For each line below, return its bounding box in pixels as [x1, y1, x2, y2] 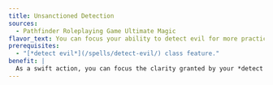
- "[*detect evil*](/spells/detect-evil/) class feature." [15, 49, 220, 57]
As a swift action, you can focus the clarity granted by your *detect [15, 65, 264, 73]
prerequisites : [8, 42, 60, 50]
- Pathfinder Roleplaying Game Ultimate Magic [15, 27, 176, 35]
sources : [8, 19, 38, 28]
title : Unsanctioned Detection [8, 11, 115, 20]
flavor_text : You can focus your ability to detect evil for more [8, 34, 238, 43]
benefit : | [8, 57, 45, 66]
